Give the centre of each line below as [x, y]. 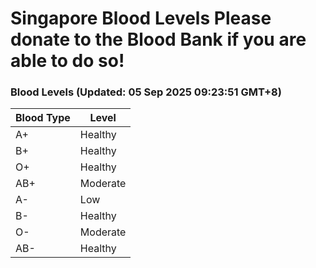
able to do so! [67, 61]
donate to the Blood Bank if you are [158, 39]
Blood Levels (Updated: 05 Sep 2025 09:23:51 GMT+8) [146, 92]
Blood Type [43, 118]
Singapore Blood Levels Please [141, 18]
